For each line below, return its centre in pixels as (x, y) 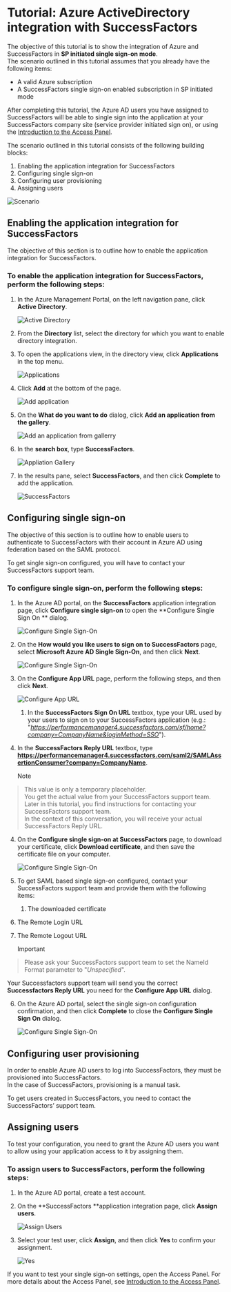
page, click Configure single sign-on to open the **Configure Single (116, 610)
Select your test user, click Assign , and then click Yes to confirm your (116, 1240)
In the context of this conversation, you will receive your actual (113, 819)
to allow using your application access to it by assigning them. (96, 1151)
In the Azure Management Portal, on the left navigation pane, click (111, 300)
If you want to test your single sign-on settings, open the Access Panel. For (114, 1274)
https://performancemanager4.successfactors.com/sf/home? (118, 727)
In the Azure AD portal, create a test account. (81, 1193)
